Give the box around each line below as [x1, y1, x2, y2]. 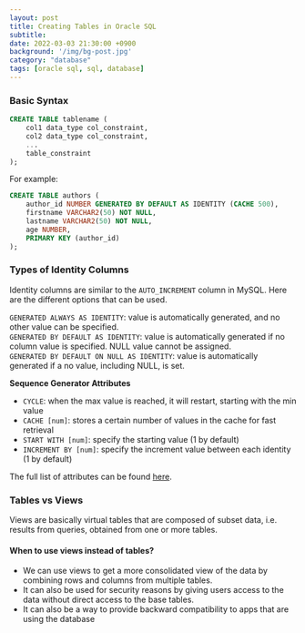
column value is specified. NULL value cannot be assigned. [9, 341, 232, 352]
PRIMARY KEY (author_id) [25, 233, 120, 242]
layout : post [9, 13, 59, 23]
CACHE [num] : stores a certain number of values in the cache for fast [22, 414, 277, 425]
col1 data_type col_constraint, [25, 124, 148, 133]
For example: [9, 174, 59, 185]
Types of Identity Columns [9, 263, 129, 276]
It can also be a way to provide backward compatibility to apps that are [22, 604, 290, 615]
